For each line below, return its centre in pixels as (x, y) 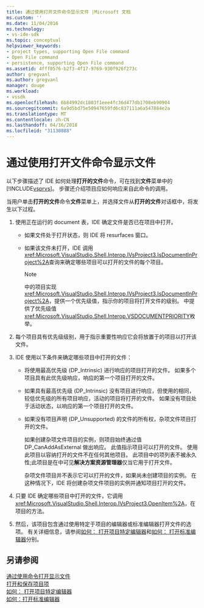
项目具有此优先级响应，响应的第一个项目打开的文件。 (91, 378)
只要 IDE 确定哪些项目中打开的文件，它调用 (69, 496)
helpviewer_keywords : (34, 46)
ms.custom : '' (24, 18)
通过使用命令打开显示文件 (38, 576)
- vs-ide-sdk (23, 35)
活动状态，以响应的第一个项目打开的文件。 (83, 406)
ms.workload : (23, 91)
